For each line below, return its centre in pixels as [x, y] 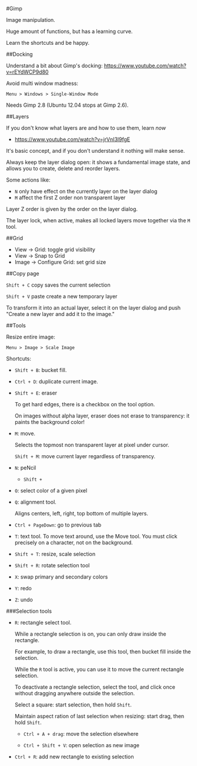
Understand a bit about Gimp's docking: [54, 65]
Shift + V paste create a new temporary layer [62, 296]
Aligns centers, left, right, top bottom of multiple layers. [81, 513]
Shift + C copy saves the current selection [58, 285]
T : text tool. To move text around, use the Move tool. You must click [96, 536]
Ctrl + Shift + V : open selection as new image [81, 745]
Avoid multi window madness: [42, 83]
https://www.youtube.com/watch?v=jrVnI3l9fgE [72, 139]
